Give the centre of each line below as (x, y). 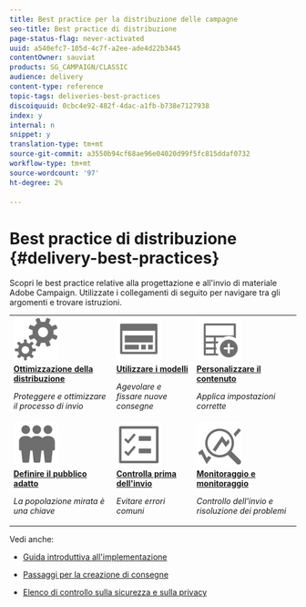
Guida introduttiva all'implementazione (95, 557)
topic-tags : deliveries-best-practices (85, 96)
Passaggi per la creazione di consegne (96, 574)
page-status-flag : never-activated (77, 38)
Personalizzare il (229, 369)
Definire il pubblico (50, 474)
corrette (211, 406)
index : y (26, 115)
